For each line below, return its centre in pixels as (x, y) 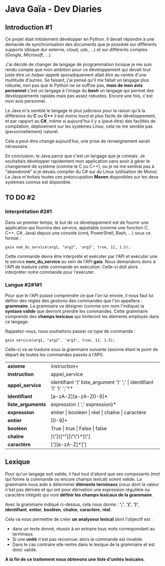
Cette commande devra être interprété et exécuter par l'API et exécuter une (82, 256)
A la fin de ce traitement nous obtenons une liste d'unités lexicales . (75, 559)
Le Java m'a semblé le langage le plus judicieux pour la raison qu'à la (75, 110)
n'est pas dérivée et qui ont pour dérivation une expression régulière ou (78, 490)
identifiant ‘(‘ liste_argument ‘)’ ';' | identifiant (102, 382)
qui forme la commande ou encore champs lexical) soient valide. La (73, 479)
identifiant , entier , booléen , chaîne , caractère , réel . (58, 509)
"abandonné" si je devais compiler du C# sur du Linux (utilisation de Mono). (82, 172)
